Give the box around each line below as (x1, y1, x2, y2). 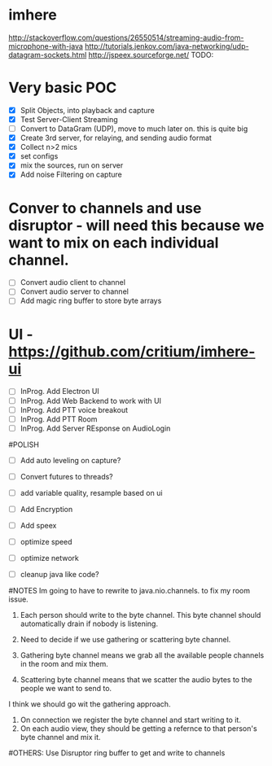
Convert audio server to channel (20, 287, 129, 296)
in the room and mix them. (20, 659, 108, 669)
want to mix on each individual (8, 234, 219, 252)
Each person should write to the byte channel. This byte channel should (20, 611, 261, 620)
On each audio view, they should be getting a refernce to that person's (20, 724, 258, 733)
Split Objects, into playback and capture (20, 105, 155, 115)
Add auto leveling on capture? (20, 455, 121, 465)
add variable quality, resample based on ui (20, 488, 163, 497)
